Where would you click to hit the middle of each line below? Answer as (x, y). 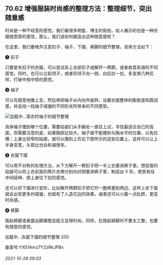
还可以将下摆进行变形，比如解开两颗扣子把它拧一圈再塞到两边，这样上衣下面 (81, 187)
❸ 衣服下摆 (16, 155)
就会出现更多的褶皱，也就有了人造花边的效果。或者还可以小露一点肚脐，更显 (81, 194)
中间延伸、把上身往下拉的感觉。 (37, 177)
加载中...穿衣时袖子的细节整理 (40, 116)
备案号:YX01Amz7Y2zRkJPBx (34, 247)
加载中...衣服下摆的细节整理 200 (37, 237)
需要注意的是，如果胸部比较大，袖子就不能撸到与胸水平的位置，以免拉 (88, 133)
